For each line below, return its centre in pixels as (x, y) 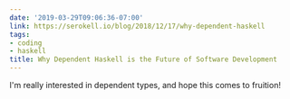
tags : (19, 34)
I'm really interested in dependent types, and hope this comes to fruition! (145, 85)
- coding (26, 43)
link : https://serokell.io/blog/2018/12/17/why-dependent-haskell (137, 26)
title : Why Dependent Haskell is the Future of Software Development (144, 59)
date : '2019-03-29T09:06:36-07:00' (77, 18)
